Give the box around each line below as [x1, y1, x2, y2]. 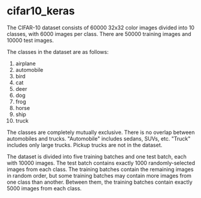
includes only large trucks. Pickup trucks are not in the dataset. [7, 141, 163, 148]
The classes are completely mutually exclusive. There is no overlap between [7, 129, 195, 136]
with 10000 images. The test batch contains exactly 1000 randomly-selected [7, 159, 195, 166]
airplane [15, 60, 36, 67]
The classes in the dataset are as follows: [7, 48, 109, 55]
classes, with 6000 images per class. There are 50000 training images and [7, 30, 191, 37]
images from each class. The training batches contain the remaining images [7, 166, 194, 173]
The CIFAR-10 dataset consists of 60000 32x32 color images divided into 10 [7, 24, 195, 31]
